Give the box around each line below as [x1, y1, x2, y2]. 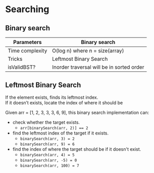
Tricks [8, 56, 23, 62]
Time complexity [8, 47, 47, 54]
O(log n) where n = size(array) [52, 47, 124, 54]
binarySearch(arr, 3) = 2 [20, 136, 75, 141]
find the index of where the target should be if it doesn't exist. [12, 146, 141, 152]
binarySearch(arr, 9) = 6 [20, 142, 75, 147]
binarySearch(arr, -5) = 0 [20, 158, 77, 163]
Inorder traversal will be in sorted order [52, 64, 144, 70]
